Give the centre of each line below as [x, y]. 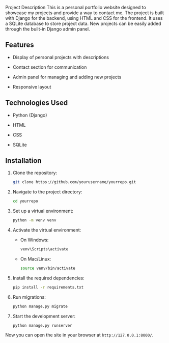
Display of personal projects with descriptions [61, 57]
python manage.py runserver [42, 325]
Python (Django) [30, 115]
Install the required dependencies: [49, 278]
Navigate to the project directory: [47, 192]
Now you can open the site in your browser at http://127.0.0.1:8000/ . [79, 335]
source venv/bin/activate [48, 268]
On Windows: [34, 240]
